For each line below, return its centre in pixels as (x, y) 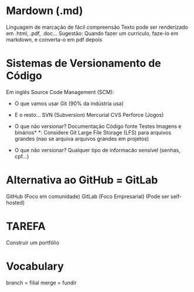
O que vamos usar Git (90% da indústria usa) (69, 103)
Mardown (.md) (45, 11)
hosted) (16, 202)
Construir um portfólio (33, 243)
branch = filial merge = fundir (42, 283)
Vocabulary (35, 266)
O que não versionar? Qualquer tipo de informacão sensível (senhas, (97, 150)
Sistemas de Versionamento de (84, 63)
